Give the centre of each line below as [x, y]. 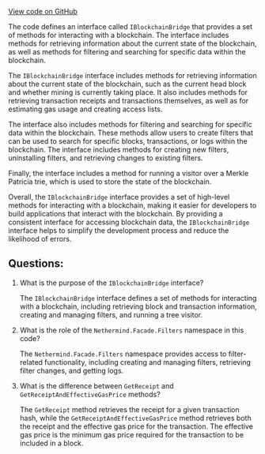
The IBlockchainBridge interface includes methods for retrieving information [132, 75]
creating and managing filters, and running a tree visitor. [111, 314]
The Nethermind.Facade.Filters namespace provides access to [123, 354]
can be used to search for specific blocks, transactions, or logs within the [128, 141]
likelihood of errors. [40, 239]
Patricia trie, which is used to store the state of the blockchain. [110, 182]
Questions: [36, 264]
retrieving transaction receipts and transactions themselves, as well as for [129, 101]
